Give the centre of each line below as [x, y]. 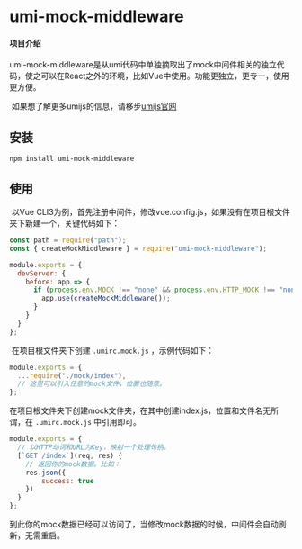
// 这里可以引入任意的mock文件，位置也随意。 [92, 384]
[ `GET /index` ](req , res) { [70, 455]
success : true [68, 481]
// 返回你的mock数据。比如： [73, 464]
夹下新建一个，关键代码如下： [64, 223]
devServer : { [42, 273]
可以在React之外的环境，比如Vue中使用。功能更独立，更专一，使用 [164, 76]
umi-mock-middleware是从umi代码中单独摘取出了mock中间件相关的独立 [143, 65]
